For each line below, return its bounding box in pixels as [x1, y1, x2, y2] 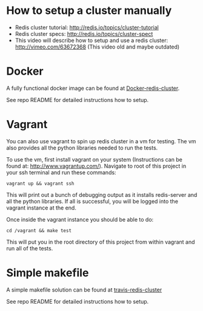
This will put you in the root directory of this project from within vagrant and [6, 238, 195, 245]
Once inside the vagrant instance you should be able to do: [6, 216, 154, 223]
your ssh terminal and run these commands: [6, 168, 116, 176]
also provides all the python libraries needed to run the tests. [6, 144, 158, 151]
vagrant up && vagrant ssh [6, 180, 75, 186]
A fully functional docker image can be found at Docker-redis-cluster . [6, 84, 180, 92]
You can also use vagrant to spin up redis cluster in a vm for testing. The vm [6, 137, 196, 145]
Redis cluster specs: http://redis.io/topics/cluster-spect [15, 30, 153, 37]
